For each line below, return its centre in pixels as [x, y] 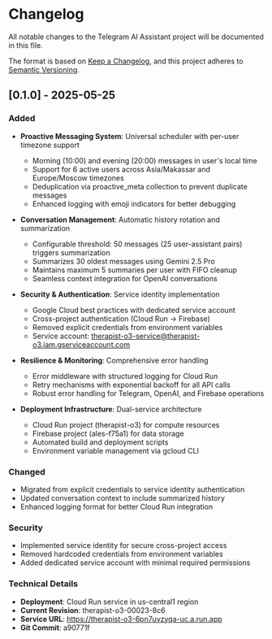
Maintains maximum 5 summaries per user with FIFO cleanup [134, 270]
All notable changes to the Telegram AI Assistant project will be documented [136, 37]
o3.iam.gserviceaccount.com [81, 344]
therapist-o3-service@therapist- [145, 336]
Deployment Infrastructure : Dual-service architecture [111, 409]
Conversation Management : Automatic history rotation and [120, 220]
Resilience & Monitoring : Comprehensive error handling [114, 360]
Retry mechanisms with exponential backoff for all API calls [132, 385]
